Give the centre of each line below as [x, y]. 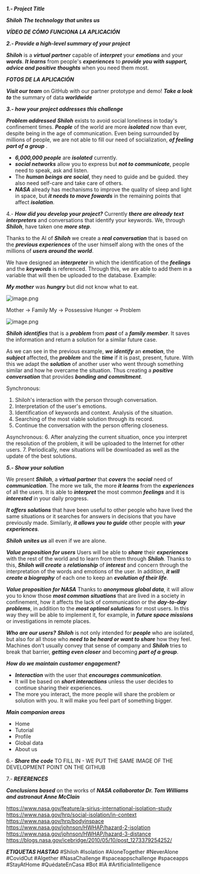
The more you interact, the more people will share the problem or [95, 694]
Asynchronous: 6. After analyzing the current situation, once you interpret [97, 437]
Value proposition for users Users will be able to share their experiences [97, 552]
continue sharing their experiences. [59, 688]
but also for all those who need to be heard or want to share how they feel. [99, 639]
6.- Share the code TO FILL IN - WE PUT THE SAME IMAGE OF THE [90, 761]
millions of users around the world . [50, 251]
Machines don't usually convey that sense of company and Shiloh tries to [97, 645]
